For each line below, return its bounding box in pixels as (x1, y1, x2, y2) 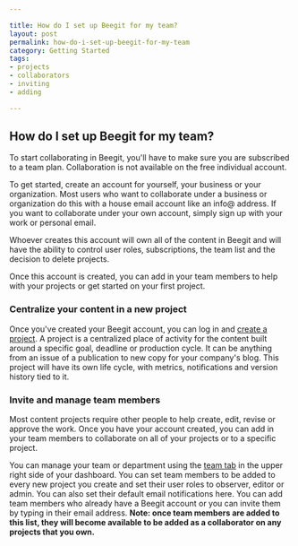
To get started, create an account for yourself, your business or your (9, 179, 261, 190)
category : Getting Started (9, 46, 110, 55)
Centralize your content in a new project (9, 303, 188, 316)
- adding (9, 87, 42, 97)
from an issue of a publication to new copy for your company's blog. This (9, 351, 279, 363)
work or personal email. (9, 217, 97, 229)
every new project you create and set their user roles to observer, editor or (9, 479, 285, 490)
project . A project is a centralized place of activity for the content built (9, 333, 268, 343)
